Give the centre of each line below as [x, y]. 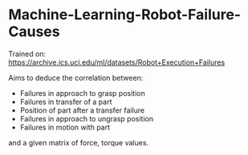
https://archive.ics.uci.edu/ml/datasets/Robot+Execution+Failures [117, 62]
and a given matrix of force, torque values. [79, 142]
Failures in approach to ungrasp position [87, 118]
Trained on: [27, 54]
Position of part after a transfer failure [82, 110]
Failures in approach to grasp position [83, 93]
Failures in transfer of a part [66, 101]
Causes [34, 32]
